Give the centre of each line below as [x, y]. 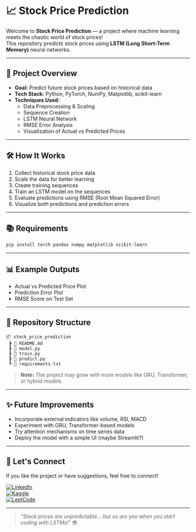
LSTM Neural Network [50, 119]
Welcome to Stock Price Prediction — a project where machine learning [93, 31]
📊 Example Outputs [43, 269]
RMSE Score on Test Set [44, 299]
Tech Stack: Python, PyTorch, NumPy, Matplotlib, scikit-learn [88, 94]
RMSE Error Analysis [48, 125]
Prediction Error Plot [39, 293]
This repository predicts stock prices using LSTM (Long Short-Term [88, 43]
